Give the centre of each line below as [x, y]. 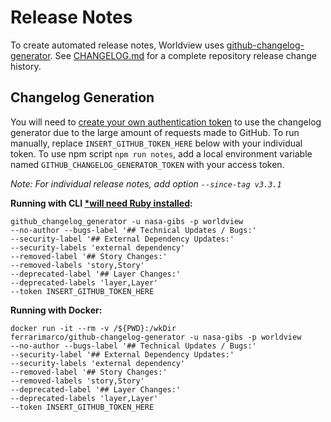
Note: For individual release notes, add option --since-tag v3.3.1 [146, 183]
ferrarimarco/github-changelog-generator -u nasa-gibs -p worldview [156, 337]
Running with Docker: [56, 310]
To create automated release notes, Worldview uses [117, 45]
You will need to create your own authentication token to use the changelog [166, 122]
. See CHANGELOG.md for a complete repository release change [183, 55]
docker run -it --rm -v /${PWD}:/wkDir [93, 328]
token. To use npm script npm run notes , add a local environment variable [161, 153]
